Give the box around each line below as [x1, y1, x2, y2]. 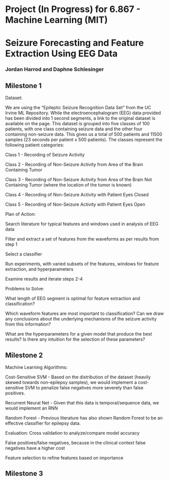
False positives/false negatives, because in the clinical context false [5, 439, 146, 446]
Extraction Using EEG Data [5, 48, 118, 59]
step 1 [5, 242, 18, 248]
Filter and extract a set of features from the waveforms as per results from [5, 236, 159, 242]
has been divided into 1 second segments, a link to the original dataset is [5, 115, 156, 121]
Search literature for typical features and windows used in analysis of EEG [5, 221, 159, 227]
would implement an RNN [5, 405, 58, 411]
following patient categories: [5, 142, 64, 148]
